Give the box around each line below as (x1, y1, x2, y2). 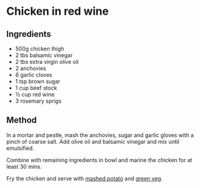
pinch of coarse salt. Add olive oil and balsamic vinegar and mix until (6, 138, 179, 145)
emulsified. (6, 144, 35, 152)
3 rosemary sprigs (15, 97, 62, 104)
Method (6, 115, 37, 125)
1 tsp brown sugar (15, 78, 61, 85)
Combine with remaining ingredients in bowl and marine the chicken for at (6, 156, 193, 163)
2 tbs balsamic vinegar (15, 52, 73, 59)
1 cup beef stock (15, 84, 57, 92)
